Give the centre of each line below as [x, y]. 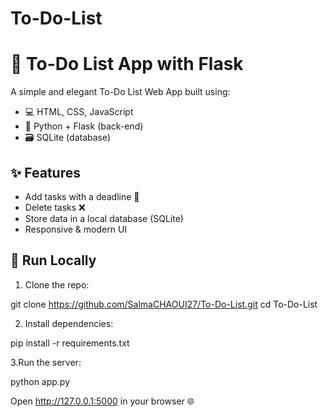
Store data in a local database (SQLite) [104, 218]
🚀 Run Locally [53, 260]
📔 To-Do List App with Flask [127, 64]
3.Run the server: [46, 362]
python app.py [40, 381]
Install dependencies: [69, 323]
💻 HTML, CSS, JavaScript [79, 112]
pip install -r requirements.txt [70, 343]
